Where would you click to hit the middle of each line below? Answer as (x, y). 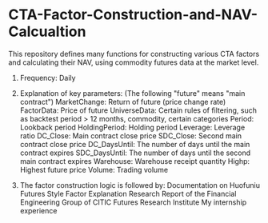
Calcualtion (47, 32)
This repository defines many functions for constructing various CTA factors (134, 54)
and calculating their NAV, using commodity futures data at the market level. (134, 62)
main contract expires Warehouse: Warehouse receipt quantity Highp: (135, 161)
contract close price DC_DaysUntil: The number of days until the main (135, 144)
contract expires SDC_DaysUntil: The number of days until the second (135, 153)
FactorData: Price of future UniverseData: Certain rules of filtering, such (138, 110)
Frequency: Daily (48, 78)
